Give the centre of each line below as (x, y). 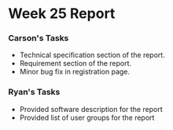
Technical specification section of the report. (92, 55)
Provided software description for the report (91, 109)
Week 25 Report (62, 14)
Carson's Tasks (39, 38)
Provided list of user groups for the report (87, 117)
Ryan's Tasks (34, 92)
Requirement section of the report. (75, 63)
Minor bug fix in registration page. (75, 72)
